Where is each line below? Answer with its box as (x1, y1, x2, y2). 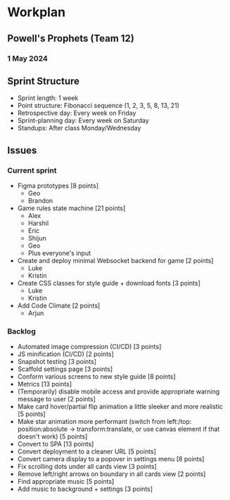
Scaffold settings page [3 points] (17, 365, 113, 374)
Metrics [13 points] (17, 380, 72, 389)
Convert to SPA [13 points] (17, 440, 94, 449)
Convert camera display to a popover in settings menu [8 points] (17, 455, 205, 463)
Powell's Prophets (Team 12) (7, 32, 135, 44)
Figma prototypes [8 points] (17, 181, 98, 190)
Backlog (7, 326, 37, 336)
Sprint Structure (7, 75, 79, 87)
